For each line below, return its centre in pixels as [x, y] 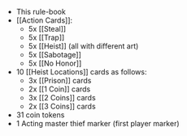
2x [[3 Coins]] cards [62, 106]
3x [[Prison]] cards [60, 81]
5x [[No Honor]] [55, 63]
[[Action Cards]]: [44, 20]
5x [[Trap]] [46, 37]
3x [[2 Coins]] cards [62, 98]
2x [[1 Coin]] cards [59, 89]
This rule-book [41, 12]
